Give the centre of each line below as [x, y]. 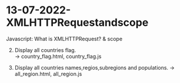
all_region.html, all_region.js [48, 74]
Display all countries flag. [45, 50]
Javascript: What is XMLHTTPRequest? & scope [64, 39]
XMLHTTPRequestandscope [77, 23]
